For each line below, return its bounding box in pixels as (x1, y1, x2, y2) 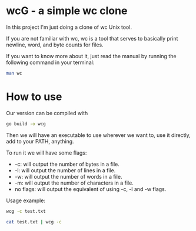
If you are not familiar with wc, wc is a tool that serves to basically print (6, 35, 178, 42)
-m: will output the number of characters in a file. (14, 179, 134, 186)
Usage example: (6, 197, 46, 204)
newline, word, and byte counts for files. (6, 41, 104, 48)
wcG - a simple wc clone (6, 4, 128, 18)
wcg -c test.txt (6, 208, 46, 214)
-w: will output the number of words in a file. (14, 173, 122, 180)
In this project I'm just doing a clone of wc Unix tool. (6, 24, 132, 31)
